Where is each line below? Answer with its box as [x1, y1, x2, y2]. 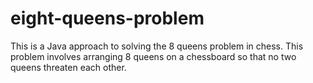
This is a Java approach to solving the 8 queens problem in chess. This [10, 40, 304, 52]
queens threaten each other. [10, 61, 127, 73]
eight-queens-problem [10, 7, 205, 30]
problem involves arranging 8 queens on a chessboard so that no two [10, 50, 297, 62]
